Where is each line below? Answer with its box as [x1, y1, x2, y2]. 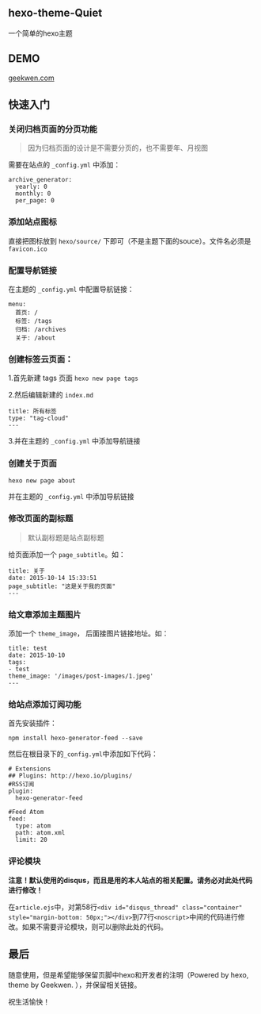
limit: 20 [15, 836, 47, 844]
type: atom [15, 822, 51, 830]
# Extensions [8, 765, 51, 773]
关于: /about [15, 333, 56, 342]
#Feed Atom [8, 809, 44, 816]
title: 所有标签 [8, 408, 57, 416]
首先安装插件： [8, 718, 57, 728]
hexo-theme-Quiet [8, 6, 103, 20]
